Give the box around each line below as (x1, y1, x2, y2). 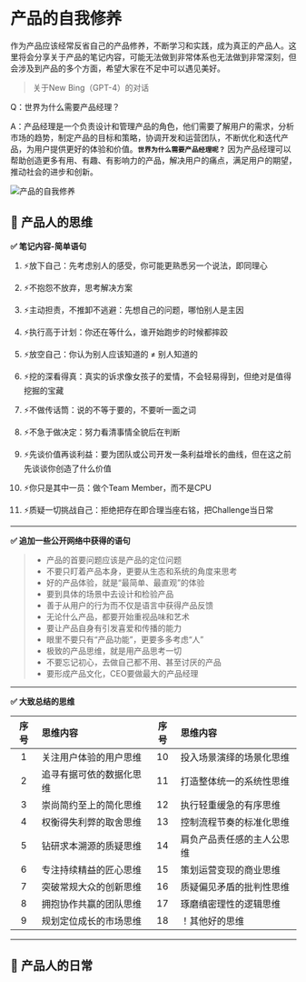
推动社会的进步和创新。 (10, 165, 98, 177)
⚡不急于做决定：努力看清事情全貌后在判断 (23, 426, 181, 437)
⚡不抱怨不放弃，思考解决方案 (23, 282, 133, 293)
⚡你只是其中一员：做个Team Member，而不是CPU (23, 482, 212, 493)
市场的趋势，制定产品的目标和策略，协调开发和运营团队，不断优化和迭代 (10, 132, 281, 143)
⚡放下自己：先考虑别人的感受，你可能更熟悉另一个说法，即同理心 (23, 260, 268, 271)
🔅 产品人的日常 (10, 958, 94, 974)
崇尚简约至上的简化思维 (41, 798, 143, 811)
